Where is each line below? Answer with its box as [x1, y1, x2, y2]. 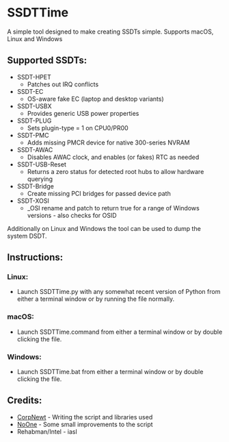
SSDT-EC [16, 87, 44, 95]
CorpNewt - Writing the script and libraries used [16, 413, 153, 421]
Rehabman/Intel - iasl [16, 427, 77, 436]
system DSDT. [7, 232, 47, 240]
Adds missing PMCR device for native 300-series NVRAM [27, 138, 190, 147]
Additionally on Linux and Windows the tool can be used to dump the [7, 224, 202, 232]
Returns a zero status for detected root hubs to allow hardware [27, 167, 204, 175]
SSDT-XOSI [16, 197, 49, 205]
